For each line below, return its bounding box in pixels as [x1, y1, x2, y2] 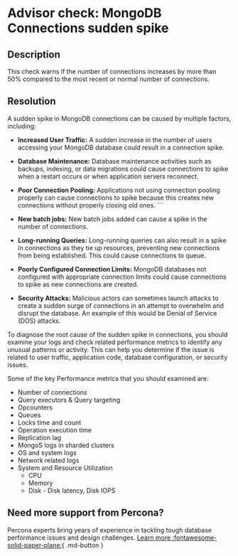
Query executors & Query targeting [17, 395, 121, 404]
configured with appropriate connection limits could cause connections [17, 272, 227, 281]
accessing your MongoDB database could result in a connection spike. [17, 143, 225, 151]
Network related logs [17, 456, 80, 464]
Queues [17, 410, 41, 419]
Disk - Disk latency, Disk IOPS [28, 486, 116, 495]
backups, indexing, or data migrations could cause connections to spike [17, 164, 229, 173]
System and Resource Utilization [17, 464, 114, 472]
